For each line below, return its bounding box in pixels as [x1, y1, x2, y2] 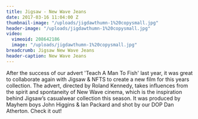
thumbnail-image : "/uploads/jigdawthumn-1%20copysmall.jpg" [6, 20, 159, 26]
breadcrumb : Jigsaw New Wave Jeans [6, 48, 95, 54]
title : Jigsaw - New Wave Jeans [6, 8, 86, 15]
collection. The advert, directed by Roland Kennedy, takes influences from [6, 82, 188, 89]
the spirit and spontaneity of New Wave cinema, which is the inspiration [6, 88, 182, 95]
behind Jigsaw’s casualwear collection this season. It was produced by [6, 95, 181, 102]
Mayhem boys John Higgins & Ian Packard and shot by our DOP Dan [6, 101, 174, 108]
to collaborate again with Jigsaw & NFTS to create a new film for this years [6, 76, 190, 83]
